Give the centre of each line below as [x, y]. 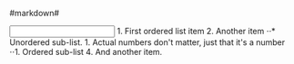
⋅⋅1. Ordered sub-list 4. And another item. [86, 52]
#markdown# [35, 13]
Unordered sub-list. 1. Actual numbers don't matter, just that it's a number [147, 42]
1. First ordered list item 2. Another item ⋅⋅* [196, 31]
